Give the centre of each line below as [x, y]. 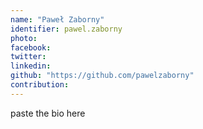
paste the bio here [48, 113]
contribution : [40, 85]
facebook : [31, 47]
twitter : [28, 57]
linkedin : [31, 66]
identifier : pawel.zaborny [66, 29]
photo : [24, 38]
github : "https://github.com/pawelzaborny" [102, 76]
